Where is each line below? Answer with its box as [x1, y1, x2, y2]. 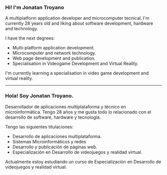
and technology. [5, 26, 38, 32]
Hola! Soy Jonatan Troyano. [5, 92, 74, 99]
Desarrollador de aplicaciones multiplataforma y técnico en [5, 103, 126, 110]
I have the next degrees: [5, 35, 55, 41]
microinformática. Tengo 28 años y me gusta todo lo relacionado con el [5, 109, 152, 115]
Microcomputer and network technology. [12, 50, 96, 56]
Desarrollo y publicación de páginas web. [12, 144, 97, 150]
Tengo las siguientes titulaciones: [5, 124, 74, 130]
